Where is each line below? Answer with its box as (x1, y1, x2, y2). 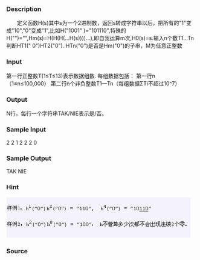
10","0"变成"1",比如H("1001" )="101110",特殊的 (14, 27, 127, 35)
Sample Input (6, 125, 47, 133)
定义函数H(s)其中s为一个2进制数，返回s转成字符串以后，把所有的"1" (16, 19, 187, 27)
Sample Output (6, 154, 51, 162)
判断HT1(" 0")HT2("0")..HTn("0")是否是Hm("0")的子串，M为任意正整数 (6, 42, 182, 50)
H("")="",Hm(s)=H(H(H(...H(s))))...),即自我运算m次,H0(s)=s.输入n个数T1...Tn (6, 35, 195, 42)
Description (6, 5, 42, 13)
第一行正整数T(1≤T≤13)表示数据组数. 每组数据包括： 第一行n (6, 72, 155, 79)
